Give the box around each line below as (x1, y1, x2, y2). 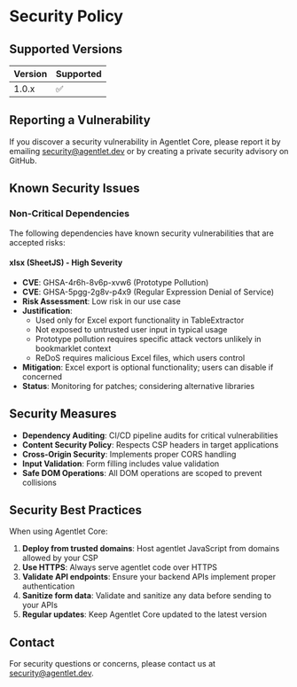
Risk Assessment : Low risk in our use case (21, 295, 182, 307)
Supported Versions (9, 42, 122, 57)
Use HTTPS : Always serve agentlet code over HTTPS (21, 562, 218, 573)
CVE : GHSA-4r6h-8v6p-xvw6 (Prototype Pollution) (21, 277, 209, 287)
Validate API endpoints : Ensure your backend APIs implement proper (21, 572, 277, 582)
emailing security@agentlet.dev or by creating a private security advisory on (9, 145, 289, 156)
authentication (21, 581, 75, 591)
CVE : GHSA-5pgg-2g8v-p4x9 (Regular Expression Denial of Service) (21, 286, 275, 297)
